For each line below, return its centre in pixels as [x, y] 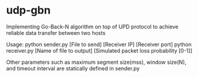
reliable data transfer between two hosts [56, 32]
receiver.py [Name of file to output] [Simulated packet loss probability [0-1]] [99, 50]
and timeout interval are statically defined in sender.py [73, 68]
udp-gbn [28, 10]
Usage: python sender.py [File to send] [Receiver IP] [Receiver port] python [99, 44]
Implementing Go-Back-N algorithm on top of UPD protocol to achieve [92, 27]
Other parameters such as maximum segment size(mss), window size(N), [96, 62]
